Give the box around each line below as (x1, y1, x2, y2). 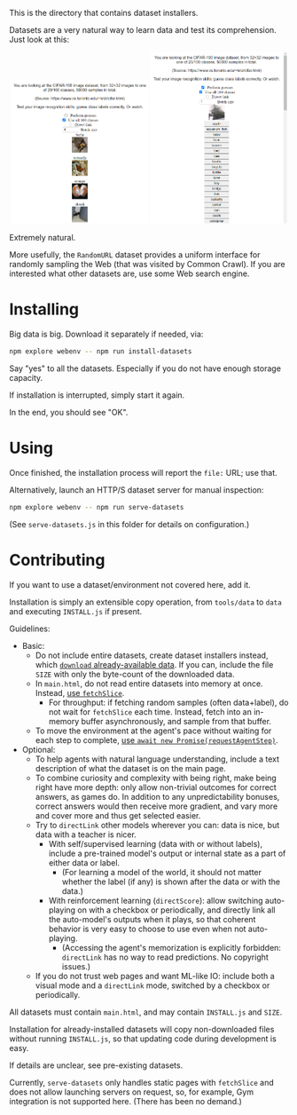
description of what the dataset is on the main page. (35, 763, 226, 773)
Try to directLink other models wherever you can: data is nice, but (35, 819, 280, 830)
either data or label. (48, 857, 121, 868)
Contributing (9, 550, 106, 571)
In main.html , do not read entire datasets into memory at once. (35, 678, 263, 689)
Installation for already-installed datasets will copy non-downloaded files (9, 1024, 275, 1034)
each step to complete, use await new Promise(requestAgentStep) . (35, 734, 278, 745)
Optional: (21, 744, 56, 755)
